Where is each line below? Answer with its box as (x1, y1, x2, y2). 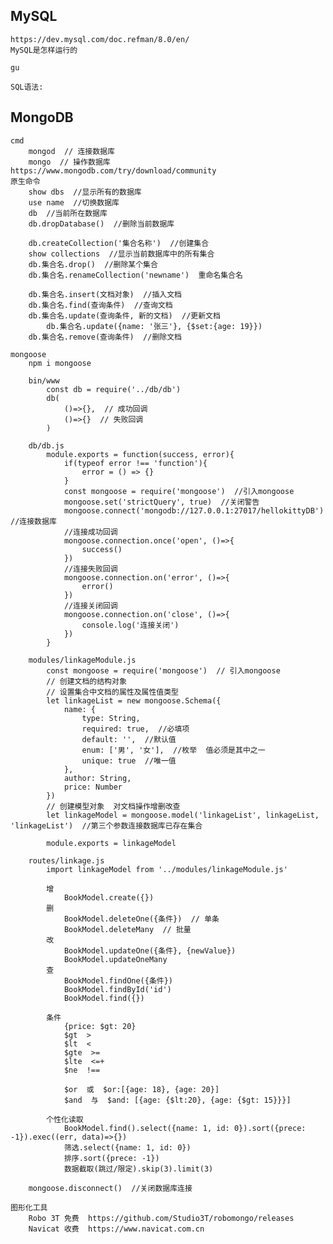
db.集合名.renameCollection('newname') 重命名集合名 (28, 270, 243, 280)
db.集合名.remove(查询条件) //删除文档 (28, 332, 182, 342)
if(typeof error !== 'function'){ (63, 458, 208, 468)
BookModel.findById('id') (63, 984, 172, 994)
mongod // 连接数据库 (28, 146, 115, 156)
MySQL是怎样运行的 (10, 45, 78, 55)
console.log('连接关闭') (81, 620, 180, 630)
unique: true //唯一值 (81, 755, 177, 766)
